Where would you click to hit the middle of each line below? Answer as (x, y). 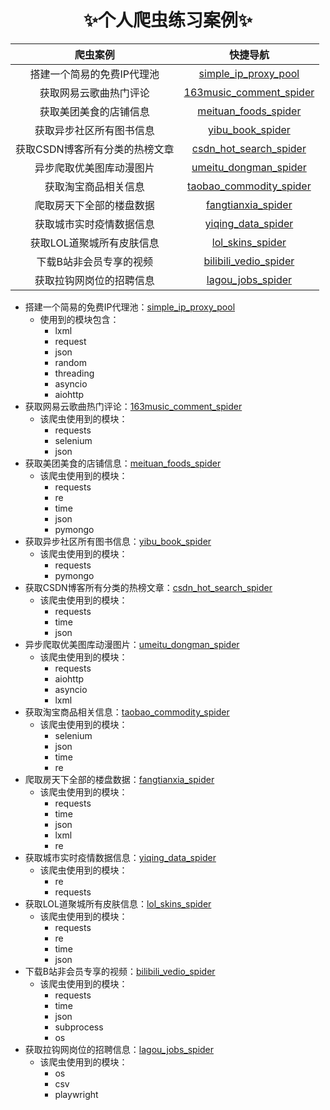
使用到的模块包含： (79, 319)
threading (74, 373)
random (71, 362)
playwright (76, 1094)
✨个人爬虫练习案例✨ (168, 20)
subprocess (79, 1027)
